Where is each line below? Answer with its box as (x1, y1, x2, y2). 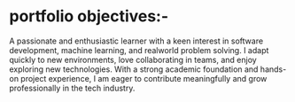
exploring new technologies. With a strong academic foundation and (9, 64, 259, 75)
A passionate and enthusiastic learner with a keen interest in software (9, 35, 264, 46)
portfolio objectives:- (9, 6, 169, 27)
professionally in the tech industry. (9, 82, 136, 93)
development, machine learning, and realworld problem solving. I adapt (9, 44, 269, 55)
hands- (260, 64, 287, 75)
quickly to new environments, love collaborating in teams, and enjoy (9, 54, 257, 65)
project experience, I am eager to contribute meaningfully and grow (20, 73, 268, 83)
